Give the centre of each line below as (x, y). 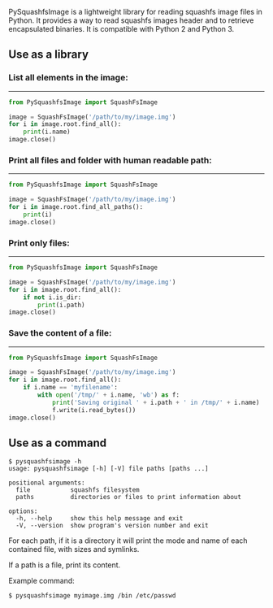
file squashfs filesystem (78, 490)
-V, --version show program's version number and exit (112, 526)
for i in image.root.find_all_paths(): (76, 207)
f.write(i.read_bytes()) (94, 410)
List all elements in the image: (68, 78)
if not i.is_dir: (52, 297)
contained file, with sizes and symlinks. (74, 549)
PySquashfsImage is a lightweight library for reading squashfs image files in (135, 12)
